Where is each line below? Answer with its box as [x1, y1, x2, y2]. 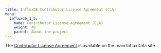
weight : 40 [14, 25, 36, 30]
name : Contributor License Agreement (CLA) [14, 20, 104, 26]
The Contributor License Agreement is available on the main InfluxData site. [5, 43, 157, 48]
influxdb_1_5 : [9, 16, 38, 21]
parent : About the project [14, 29, 69, 34]
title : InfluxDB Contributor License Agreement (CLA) [5, 7, 117, 12]
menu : [5, 12, 16, 16]
